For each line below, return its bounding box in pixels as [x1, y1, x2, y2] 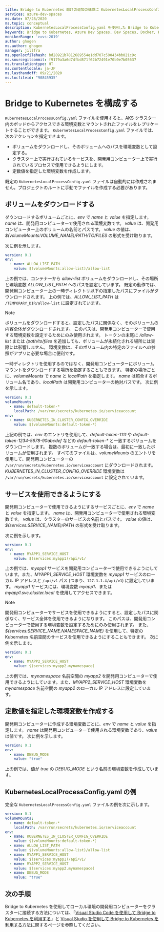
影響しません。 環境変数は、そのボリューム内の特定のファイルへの [18, 344, 152, 350]
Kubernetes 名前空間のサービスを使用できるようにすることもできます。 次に [5, 634, 159, 640]
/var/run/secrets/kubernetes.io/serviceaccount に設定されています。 [5, 474, 147, 480]
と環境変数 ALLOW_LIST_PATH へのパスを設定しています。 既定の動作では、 [5, 282, 159, 287]
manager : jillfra [5, 48, 41, 53]
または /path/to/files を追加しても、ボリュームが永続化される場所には [12, 338, 151, 344]
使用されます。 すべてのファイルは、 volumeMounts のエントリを [26, 450, 156, 456]
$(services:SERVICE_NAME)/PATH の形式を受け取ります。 [5, 522, 122, 528]
